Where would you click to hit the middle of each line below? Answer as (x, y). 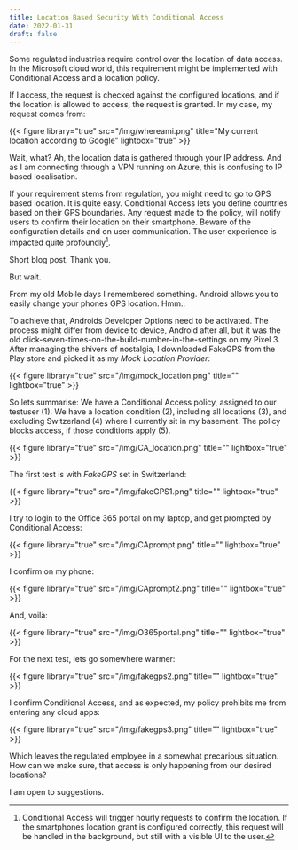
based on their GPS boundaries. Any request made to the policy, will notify (145, 213)
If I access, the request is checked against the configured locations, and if (145, 95)
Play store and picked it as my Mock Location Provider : (110, 358)
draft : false (33, 34)
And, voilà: (29, 615)
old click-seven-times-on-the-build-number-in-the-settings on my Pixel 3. (145, 340)
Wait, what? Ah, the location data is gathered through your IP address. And (145, 158)
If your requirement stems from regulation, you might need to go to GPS (140, 194)
